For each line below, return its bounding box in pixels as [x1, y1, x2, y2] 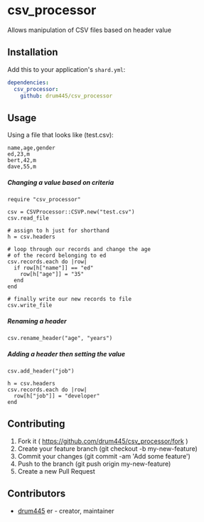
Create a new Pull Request [17, 467, 96, 475]
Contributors [7, 488, 66, 500]
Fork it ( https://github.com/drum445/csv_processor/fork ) [17, 437, 188, 445]
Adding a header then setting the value [7, 349, 126, 358]
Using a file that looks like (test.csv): [7, 131, 114, 139]
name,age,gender [7, 144, 55, 151]
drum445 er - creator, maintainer [17, 506, 115, 515]
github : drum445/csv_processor [20, 92, 113, 100]
